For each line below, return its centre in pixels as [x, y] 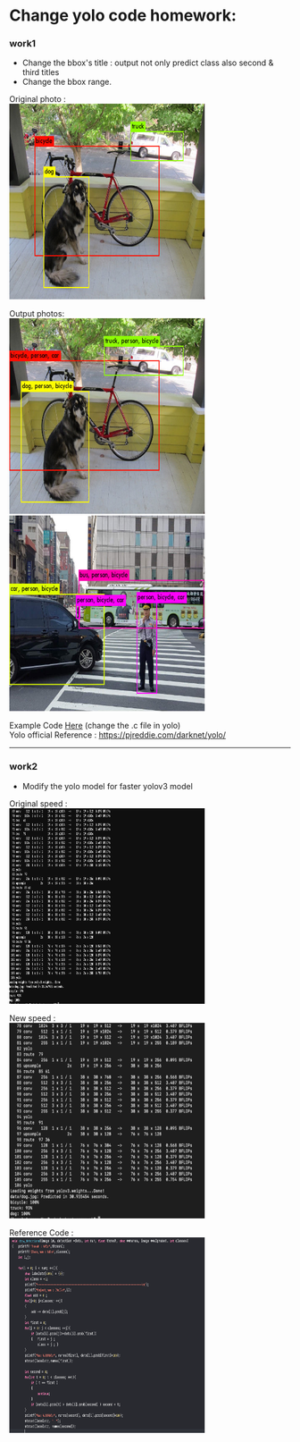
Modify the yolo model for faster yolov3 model [108, 786]
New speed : [33, 1018]
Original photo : [37, 99]
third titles [41, 72]
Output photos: [37, 314]
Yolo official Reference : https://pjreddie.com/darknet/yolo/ [117, 735]
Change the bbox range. [67, 82]
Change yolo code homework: [123, 16]
